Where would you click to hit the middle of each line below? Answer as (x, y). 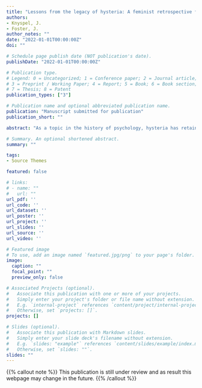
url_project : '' (26, 222)
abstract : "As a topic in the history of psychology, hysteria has (93, 128)
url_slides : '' (25, 227)
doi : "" (16, 46)
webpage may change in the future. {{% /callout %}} (72, 378)
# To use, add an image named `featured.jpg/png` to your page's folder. (101, 255)
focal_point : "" (32, 272)
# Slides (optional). (33, 327)
